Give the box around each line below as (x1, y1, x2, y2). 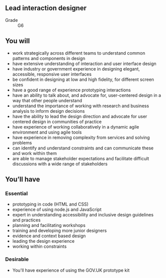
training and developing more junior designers (12, 228, 107, 234)
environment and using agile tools (12, 129, 82, 135)
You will (5, 37, 30, 45)
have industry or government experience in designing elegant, (12, 66, 140, 71)
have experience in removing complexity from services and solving (12, 134, 150, 140)
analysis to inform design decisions (12, 108, 85, 114)
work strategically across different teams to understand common (12, 50, 146, 56)
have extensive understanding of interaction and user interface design (12, 61, 157, 67)
